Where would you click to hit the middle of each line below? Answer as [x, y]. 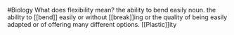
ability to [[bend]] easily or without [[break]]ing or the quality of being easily [117, 17]
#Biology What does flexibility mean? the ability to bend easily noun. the [112, 10]
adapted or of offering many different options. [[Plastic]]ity [92, 24]
